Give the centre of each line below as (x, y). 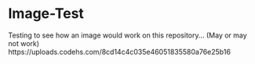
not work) (24, 43)
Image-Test (46, 14)
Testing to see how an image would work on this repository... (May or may (127, 35)
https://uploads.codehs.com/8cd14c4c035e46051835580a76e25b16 (120, 52)
